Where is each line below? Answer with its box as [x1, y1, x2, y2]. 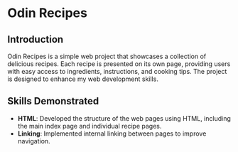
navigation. [17, 136, 51, 145]
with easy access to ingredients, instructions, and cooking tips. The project [7, 67, 227, 75]
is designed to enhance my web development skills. [7, 75, 158, 83]
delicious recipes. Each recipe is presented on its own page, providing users [7, 60, 231, 68]
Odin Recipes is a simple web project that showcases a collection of [7, 52, 207, 60]
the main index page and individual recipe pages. [17, 121, 162, 130]
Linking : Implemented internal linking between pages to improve [17, 129, 207, 138]
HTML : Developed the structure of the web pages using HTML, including [17, 114, 231, 122]
